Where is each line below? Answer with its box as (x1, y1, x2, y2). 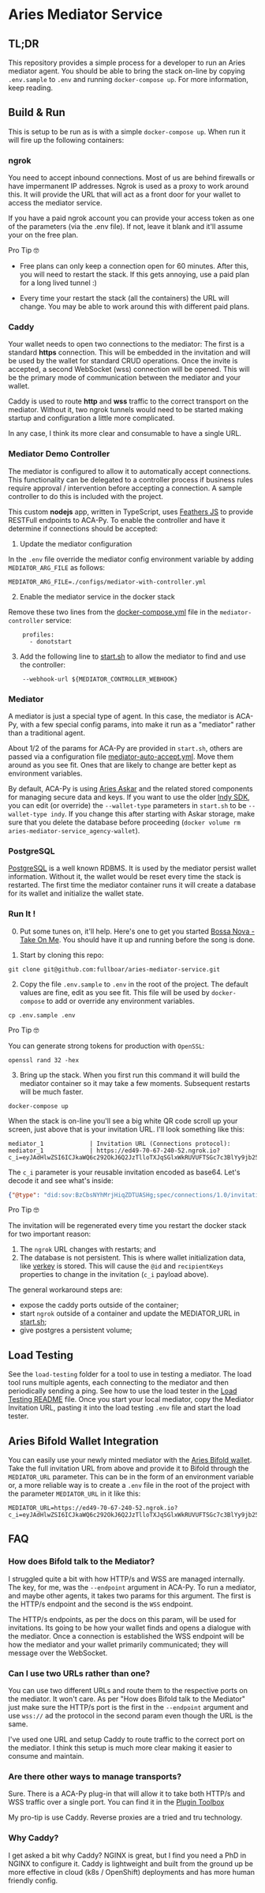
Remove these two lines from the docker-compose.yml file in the (8, 607, 218, 617)
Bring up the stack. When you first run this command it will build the (19, 1070, 241, 1080)
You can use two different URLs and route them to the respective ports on (8, 1686, 248, 1696)
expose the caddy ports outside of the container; (19, 1301, 179, 1310)
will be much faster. (19, 1087, 84, 1096)
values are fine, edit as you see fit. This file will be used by (19, 987, 211, 997)
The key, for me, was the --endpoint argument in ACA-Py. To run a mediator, (8, 1582, 256, 1592)
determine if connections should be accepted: (8, 524, 159, 533)
